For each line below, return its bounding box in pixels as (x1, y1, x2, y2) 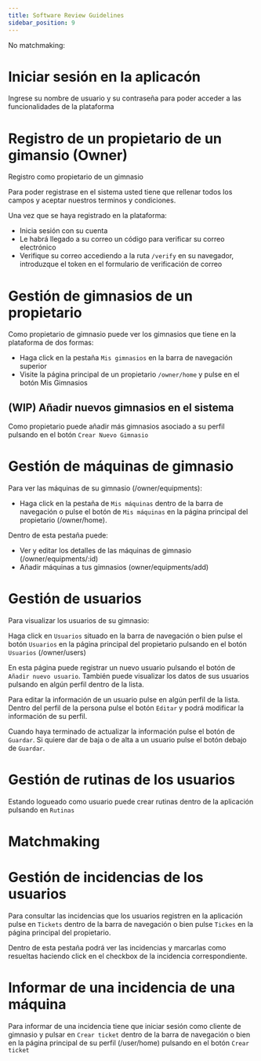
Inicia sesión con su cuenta (19, 226, 108, 235)
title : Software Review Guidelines (8, 11, 125, 20)
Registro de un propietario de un (8, 129, 222, 148)
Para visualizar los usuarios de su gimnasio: (8, 616, 150, 625)
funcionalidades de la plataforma (8, 102, 114, 111)
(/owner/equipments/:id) (19, 554, 99, 563)
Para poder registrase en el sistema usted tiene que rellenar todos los (8, 188, 233, 197)
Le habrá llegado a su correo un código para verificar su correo (19, 235, 225, 244)
